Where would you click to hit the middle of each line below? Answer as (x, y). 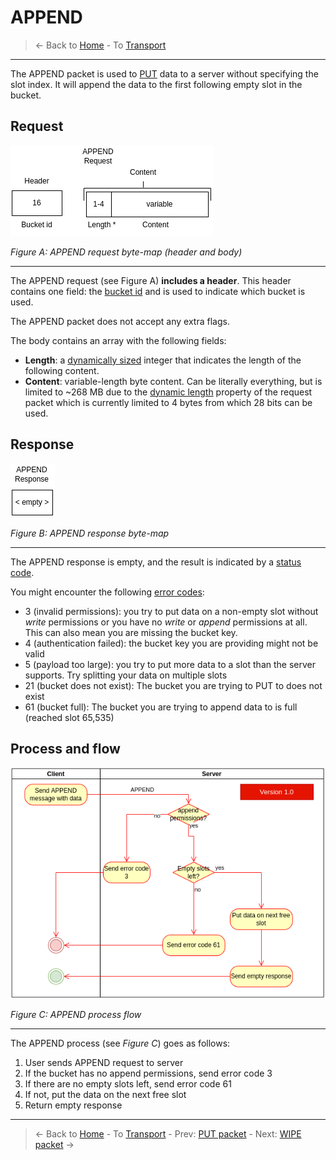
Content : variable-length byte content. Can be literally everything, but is (173, 381)
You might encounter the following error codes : (107, 592)
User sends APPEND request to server (104, 1063)
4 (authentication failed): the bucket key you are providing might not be (171, 643)
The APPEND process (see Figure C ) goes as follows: (120, 1043)
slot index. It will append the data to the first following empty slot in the (156, 84)
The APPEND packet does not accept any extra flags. (120, 321)
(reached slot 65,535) (69, 717)
